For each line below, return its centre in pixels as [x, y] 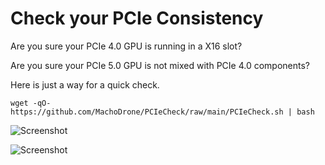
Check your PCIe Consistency [137, 18]
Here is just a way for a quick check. [85, 84]
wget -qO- [31, 103]
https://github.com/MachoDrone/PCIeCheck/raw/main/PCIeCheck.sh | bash [162, 112]
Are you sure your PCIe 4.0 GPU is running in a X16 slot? [126, 46]
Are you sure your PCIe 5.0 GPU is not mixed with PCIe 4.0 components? [160, 65]
